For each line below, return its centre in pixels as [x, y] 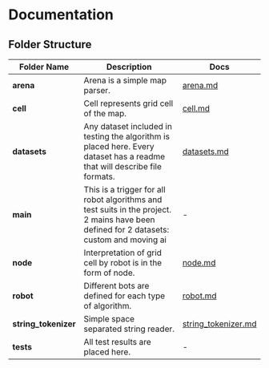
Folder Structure [50, 44]
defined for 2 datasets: [126, 230]
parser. [97, 90]
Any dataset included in [128, 126]
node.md [199, 263]
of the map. [105, 113]
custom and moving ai [125, 240]
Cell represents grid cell [128, 103]
